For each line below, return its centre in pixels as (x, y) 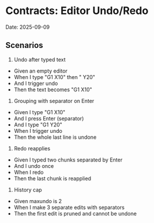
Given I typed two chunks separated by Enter (68, 160)
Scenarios (24, 45)
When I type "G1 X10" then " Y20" (55, 77)
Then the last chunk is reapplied (52, 178)
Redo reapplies (32, 148)
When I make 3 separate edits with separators (69, 207)
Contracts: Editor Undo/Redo (77, 11)
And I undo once (34, 166)
